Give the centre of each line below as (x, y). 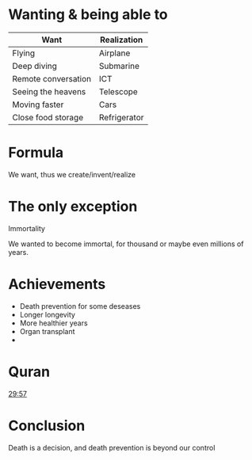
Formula (36, 153)
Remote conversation (52, 78)
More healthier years (54, 323)
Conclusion (47, 426)
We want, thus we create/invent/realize (72, 174)
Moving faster (38, 105)
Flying (24, 53)
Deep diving (35, 66)
